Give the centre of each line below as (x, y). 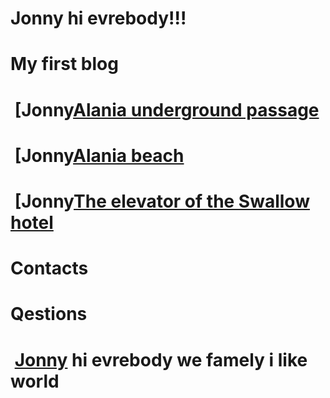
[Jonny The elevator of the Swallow (162, 201)
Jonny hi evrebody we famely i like (161, 359)
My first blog (64, 64)
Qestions (49, 314)
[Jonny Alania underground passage (167, 109)
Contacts (49, 268)
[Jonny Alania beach (99, 155)
